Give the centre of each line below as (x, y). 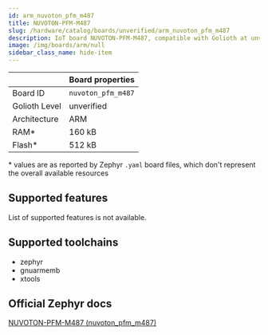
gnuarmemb (40, 270)
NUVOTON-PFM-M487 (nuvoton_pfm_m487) (83, 323)
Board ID (29, 93)
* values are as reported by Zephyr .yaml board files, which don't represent (132, 165)
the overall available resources (59, 173)
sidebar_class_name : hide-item (60, 53)
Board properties (102, 79)
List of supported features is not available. (77, 217)
